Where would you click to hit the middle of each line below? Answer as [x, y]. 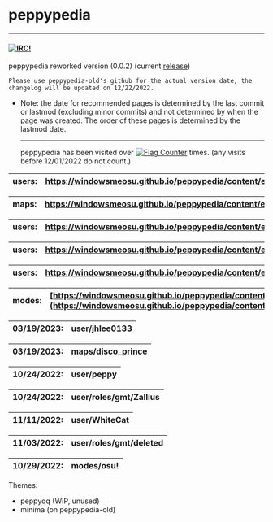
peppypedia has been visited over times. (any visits [133, 153]
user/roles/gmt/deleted [117, 443]
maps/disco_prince [109, 351]
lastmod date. [43, 129]
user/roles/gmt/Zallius [115, 398]
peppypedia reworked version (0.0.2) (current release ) [100, 66]
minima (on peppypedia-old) [68, 510]
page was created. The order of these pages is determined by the [130, 120]
